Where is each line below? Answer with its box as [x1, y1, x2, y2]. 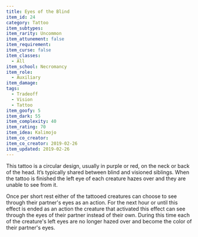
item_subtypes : [6, 25, 44, 31]
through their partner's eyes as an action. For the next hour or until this [6, 199, 178, 206]
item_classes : [6, 53, 41, 59]
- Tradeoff [11, 91, 38, 97]
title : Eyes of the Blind [6, 8, 70, 15]
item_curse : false [6, 47, 51, 53]
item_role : [6, 69, 33, 75]
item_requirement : [6, 42, 51, 48]
